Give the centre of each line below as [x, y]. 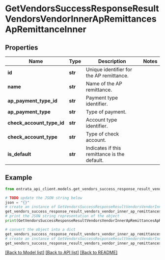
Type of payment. [106, 112]
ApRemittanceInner [46, 29]
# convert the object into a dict [41, 229]
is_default [19, 154]
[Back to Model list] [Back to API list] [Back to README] [61, 253]
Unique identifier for [109, 69]
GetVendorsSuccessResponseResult [82, 9]
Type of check [102, 134]
